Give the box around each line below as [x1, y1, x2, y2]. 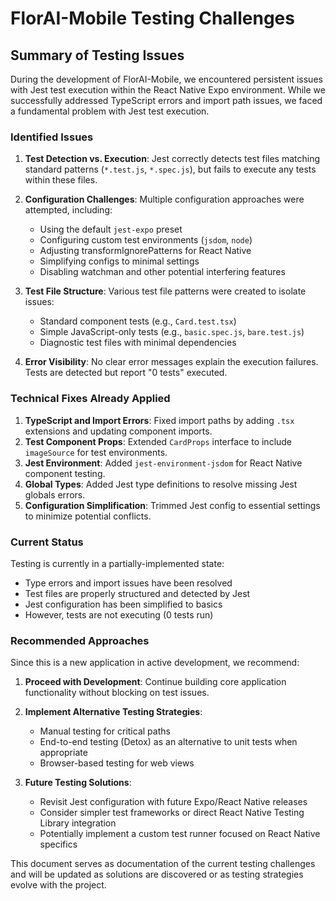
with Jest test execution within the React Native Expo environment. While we [10, 84, 326, 96]
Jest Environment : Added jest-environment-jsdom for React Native [24, 457, 303, 469]
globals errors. [24, 488, 86, 501]
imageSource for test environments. [24, 446, 168, 458]
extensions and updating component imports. [24, 425, 213, 437]
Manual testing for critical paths [39, 725, 171, 737]
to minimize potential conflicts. [24, 510, 152, 522]
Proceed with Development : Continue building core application [24, 676, 287, 688]
